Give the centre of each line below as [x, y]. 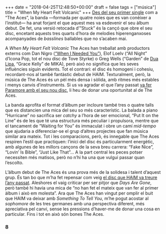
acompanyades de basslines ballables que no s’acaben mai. [66, 39]
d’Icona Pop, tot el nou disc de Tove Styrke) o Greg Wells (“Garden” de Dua [82, 58]
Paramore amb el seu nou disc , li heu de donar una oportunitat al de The [79, 90]
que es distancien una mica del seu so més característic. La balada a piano [82, 110]
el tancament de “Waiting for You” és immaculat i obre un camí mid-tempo [81, 126]
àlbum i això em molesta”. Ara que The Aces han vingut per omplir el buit [79, 193]
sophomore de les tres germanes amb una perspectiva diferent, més [75, 204]
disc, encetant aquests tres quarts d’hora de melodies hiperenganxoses [78, 33]
